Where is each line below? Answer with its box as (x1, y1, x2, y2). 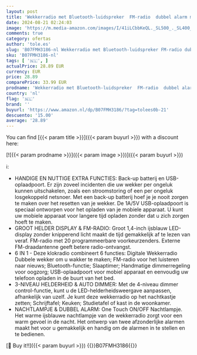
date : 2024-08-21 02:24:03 (6, 19, 72, 25)
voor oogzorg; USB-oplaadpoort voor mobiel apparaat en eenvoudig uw (14, 268, 189, 276)
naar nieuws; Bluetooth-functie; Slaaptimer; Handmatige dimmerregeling (14, 262, 191, 269)
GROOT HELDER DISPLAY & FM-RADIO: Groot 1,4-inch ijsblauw (14, 225, 168, 232)
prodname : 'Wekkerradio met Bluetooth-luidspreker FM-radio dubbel (6, 85, 180, 91)
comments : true (6, 31, 43, 36)
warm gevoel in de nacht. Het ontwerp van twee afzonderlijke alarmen (14, 318, 185, 326)
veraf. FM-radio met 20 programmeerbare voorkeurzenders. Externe (14, 237, 181, 244)
